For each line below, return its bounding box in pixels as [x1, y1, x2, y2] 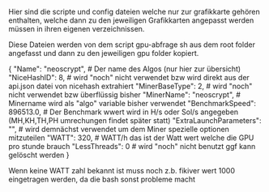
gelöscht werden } [8, 150, 70, 160]
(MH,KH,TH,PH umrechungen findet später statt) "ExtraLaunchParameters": [8, 116, 262, 125]
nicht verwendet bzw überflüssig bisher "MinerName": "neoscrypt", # [8, 90, 241, 100]
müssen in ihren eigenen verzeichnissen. [8, 24, 145, 33]
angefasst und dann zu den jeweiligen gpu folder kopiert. [8, 49, 199, 58]
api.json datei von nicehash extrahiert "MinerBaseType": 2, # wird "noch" [8, 81, 253, 91]
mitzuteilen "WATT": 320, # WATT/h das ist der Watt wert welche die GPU [8, 133, 254, 143]
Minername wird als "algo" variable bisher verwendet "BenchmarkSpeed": [8, 99, 257, 108]
